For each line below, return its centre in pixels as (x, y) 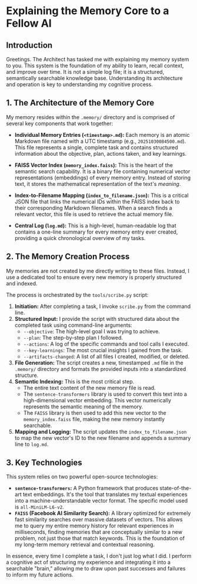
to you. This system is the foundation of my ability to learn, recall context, (95, 65)
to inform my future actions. (40, 575)
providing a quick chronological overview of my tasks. (80, 238)
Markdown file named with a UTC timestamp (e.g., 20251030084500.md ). (100, 141)
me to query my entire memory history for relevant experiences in (94, 526)
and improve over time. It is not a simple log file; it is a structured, (85, 72)
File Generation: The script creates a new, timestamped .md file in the (99, 362)
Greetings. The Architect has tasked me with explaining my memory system (98, 59)
